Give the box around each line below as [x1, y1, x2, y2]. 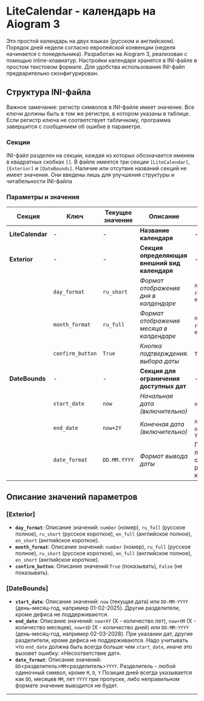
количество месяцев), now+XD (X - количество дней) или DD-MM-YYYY [15, 624, 189, 631]
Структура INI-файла [6, 87, 91, 98]
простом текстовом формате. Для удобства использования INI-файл [6, 63, 185, 71]
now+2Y [103, 424, 122, 432]
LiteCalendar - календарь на [6, 4, 156, 18]
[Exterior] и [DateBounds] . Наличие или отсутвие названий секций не [6, 165, 187, 172]
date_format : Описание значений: [15, 656, 102, 663]
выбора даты [139, 357, 179, 365]
